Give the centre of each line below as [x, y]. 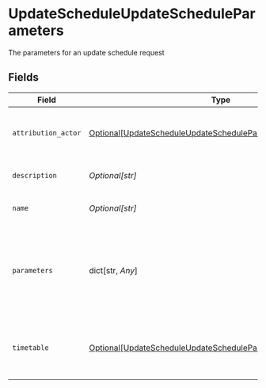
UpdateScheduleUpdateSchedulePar [132, 14]
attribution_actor [47, 133]
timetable [30, 348]
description [35, 175]
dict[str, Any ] [114, 270]
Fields [24, 77]
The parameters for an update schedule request [86, 52]
